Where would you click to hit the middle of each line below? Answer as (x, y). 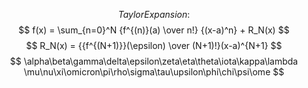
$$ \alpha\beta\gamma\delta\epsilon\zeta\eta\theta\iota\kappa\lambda (154, 61)
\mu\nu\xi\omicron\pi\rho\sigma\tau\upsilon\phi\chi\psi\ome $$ (154, 72)
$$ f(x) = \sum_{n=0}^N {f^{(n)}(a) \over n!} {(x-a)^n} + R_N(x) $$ (154, 30)
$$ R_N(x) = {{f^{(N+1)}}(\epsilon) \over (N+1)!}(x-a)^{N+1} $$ (154, 45)
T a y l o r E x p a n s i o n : (154, 14)
